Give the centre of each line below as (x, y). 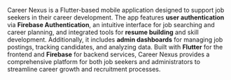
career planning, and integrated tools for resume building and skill (103, 32)
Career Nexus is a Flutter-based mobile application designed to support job (116, 10)
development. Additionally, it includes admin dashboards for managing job (115, 40)
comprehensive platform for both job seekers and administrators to (104, 62)
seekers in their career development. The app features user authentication (116, 17)
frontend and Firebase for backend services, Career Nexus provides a (108, 54)
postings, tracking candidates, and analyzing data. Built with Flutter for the (115, 47)
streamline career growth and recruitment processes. (84, 69)
